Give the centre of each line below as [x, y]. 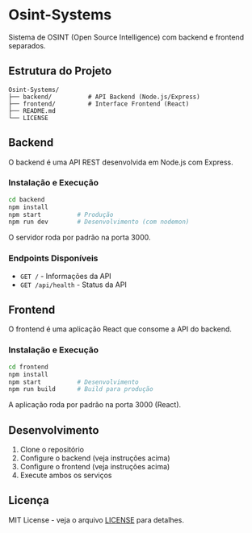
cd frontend [28, 367]
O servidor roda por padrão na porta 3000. [80, 237]
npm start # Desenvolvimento [73, 382]
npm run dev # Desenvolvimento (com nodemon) [99, 222]
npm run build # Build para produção [81, 389]
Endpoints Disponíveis [53, 258]
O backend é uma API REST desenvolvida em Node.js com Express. [121, 162]
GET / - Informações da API [65, 276]
